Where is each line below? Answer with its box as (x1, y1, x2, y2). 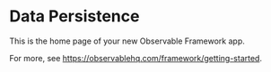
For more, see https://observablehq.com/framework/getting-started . (9, 52, 263, 63)
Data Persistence (9, 6, 140, 27)
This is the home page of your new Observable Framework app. (9, 36, 245, 46)
